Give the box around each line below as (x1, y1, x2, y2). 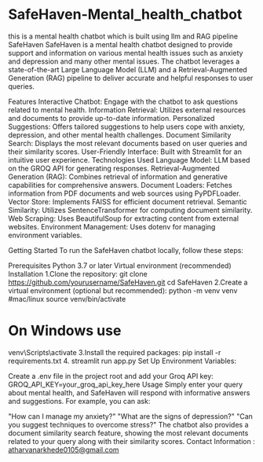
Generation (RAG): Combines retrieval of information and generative (8, 171, 228, 181)
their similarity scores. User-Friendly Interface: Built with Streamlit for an (8, 147, 242, 156)
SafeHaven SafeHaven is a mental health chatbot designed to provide (8, 39, 233, 49)
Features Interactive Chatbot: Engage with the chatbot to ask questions (8, 97, 238, 106)
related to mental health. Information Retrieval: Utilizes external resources (8, 104, 246, 115)
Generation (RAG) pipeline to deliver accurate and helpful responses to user (8, 73, 254, 82)
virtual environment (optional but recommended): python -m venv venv (8, 285, 238, 295)
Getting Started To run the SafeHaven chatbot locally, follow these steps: (8, 245, 243, 255)
